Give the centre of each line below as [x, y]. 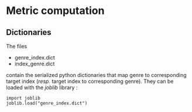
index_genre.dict [35, 64]
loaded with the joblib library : [42, 87]
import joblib [23, 98]
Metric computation [55, 11]
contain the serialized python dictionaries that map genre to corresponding [96, 75]
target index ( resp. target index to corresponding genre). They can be [90, 81]
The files [17, 46]
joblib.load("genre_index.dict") [47, 103]
